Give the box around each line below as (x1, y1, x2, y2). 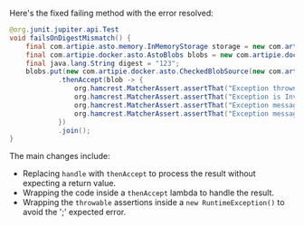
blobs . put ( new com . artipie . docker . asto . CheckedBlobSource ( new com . (25, 67, 285, 76)
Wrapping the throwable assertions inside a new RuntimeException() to (22, 197, 285, 208)
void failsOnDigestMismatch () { (9, 33, 131, 42)
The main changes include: (9, 151, 110, 162)
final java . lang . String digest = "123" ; (25, 59, 180, 68)
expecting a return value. (22, 178, 116, 189)
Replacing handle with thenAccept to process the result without (22, 168, 256, 179)
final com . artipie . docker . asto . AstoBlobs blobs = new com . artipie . (25, 50, 285, 60)
